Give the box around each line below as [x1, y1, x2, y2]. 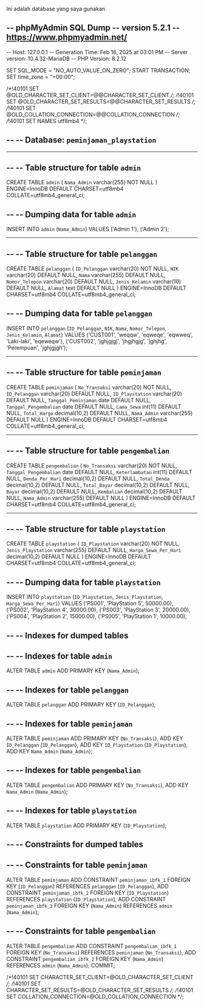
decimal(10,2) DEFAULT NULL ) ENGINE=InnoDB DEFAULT [6, 553, 152, 561]
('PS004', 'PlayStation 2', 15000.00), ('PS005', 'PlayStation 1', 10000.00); [6, 613, 187, 620]
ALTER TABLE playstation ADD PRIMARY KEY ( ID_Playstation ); [6, 822, 167, 829]
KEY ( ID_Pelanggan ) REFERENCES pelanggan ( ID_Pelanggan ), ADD [6, 882, 169, 890]
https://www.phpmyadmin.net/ [6, 32, 127, 43]
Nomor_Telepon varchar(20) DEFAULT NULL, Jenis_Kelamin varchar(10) [6, 278, 182, 285]
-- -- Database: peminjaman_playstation [6, 135, 157, 145]
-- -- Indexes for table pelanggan [6, 685, 129, 695]
